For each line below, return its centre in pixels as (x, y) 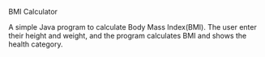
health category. (36, 44)
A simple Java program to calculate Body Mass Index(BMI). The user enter (132, 27)
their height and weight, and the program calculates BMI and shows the (128, 36)
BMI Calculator (33, 12)
